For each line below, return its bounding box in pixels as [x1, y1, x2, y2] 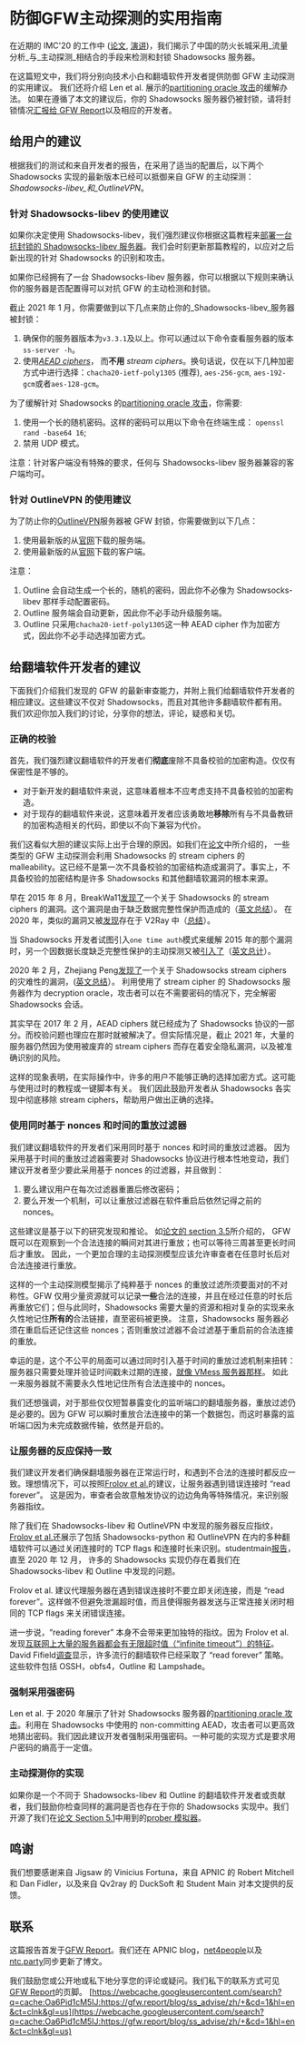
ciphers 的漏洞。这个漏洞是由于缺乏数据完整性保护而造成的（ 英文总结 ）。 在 [9, 904, 292, 915]
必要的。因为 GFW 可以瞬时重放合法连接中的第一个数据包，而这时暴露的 [16, 1408, 288, 1419]
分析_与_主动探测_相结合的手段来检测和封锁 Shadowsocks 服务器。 [9, 51, 261, 62]
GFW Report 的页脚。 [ [9, 1987, 93, 1998]
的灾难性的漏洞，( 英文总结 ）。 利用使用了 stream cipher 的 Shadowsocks [9, 977, 281, 988]
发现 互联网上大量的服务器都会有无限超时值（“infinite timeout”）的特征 [9, 1638, 271, 1649]
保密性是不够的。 [9, 766, 74, 777]
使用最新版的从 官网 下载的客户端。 [22, 546, 151, 557]
